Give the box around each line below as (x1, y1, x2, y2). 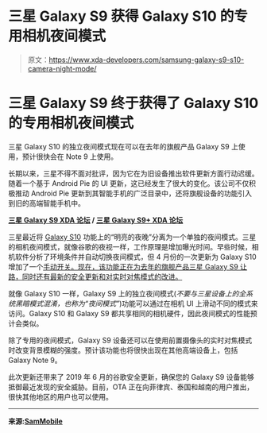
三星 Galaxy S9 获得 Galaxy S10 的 (8, 7, 234, 25)
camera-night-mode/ (27, 64, 97, 73)
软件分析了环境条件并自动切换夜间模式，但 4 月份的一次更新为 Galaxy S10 (14, 252, 257, 261)
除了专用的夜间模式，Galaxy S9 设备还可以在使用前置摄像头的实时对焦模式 (8, 335, 253, 345)
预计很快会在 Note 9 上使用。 (21, 152, 118, 161)
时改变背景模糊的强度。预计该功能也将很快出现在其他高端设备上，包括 (8, 345, 238, 354)
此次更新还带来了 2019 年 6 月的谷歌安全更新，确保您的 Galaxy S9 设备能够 (8, 372, 254, 381)
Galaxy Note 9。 (8, 355, 62, 365)
